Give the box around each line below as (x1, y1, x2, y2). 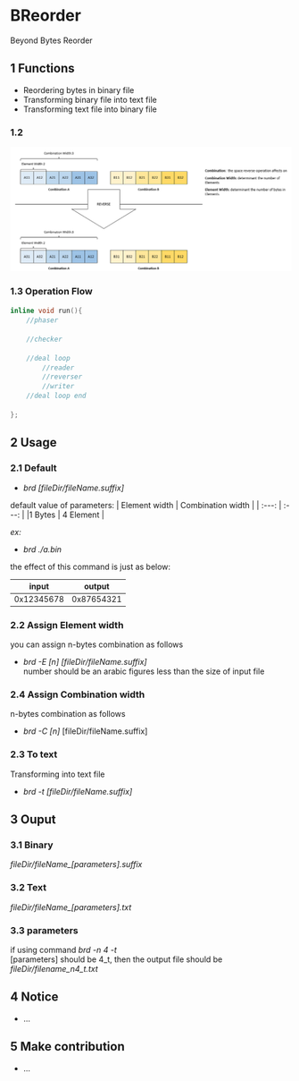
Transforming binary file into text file (22, 94, 157, 105)
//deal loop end (26, 391, 87, 401)
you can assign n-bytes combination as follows (10, 639, 184, 650)
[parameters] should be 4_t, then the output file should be (10, 954, 223, 965)
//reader (42, 363, 75, 372)
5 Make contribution (10, 1039, 125, 1054)
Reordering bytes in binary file (22, 84, 135, 95)
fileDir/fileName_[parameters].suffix (10, 859, 143, 870)
